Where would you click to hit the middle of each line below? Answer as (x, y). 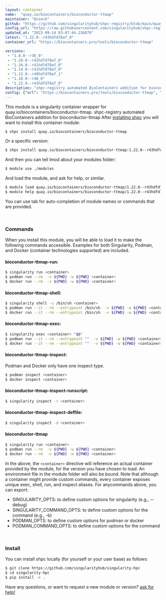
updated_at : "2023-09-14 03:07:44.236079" (49, 33)
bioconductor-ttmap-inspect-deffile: (44, 412)
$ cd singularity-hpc (27, 573)
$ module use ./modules (30, 169)
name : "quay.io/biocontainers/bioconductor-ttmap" (59, 14)
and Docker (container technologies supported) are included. (67, 251)
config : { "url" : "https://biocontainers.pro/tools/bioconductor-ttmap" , (82, 92)
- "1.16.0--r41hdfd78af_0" (35, 65)
